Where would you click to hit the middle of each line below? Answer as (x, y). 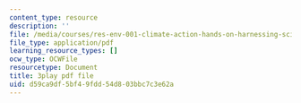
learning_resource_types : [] (64, 51)
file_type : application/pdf (62, 43)
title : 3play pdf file (52, 76)
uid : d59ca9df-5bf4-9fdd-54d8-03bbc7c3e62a (92, 84)
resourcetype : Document (54, 68)
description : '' (39, 26)
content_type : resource (54, 17)
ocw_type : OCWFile (43, 59)
